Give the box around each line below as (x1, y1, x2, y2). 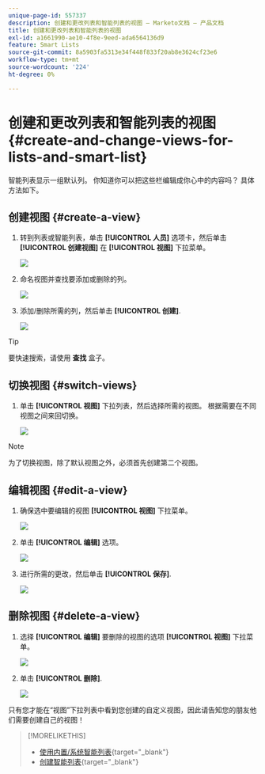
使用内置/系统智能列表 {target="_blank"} (39, 747, 169, 757)
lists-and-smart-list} (8, 148, 148, 166)
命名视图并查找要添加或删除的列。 (19, 275, 131, 284)
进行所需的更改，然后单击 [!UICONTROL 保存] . (19, 569, 172, 579)
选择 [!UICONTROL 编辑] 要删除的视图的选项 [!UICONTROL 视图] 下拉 (19, 632, 247, 641)
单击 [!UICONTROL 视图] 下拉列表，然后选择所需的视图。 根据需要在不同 (19, 401, 257, 411)
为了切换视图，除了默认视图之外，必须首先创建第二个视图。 (8, 458, 203, 468)
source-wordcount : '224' (8, 63, 90, 71)
